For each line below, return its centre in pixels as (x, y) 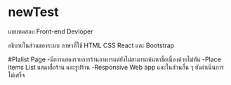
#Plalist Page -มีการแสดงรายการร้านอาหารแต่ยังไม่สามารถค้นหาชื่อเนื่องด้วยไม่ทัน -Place (115, 59)
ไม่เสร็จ (16, 75)
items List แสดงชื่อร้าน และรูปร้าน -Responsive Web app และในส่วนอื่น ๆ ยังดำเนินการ (116, 67)
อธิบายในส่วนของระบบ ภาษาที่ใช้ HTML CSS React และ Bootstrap (91, 45)
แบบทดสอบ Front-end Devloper (51, 31)
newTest (33, 12)
